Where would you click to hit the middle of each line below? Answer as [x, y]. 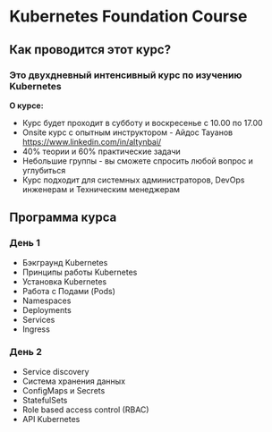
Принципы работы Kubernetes [80, 272]
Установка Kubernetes [64, 281]
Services [38, 319]
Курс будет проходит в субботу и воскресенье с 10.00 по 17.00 [142, 123]
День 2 [25, 352]
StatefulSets [45, 400]
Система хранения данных [74, 381]
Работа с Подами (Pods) [69, 291]
